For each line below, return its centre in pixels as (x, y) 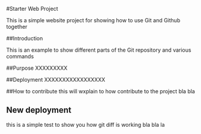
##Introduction (25, 38)
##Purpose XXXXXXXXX (37, 68)
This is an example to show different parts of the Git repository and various (99, 50)
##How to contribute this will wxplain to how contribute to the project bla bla (100, 91)
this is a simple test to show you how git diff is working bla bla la (85, 124)
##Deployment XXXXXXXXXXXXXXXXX (56, 80)
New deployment (39, 110)
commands (20, 56)
